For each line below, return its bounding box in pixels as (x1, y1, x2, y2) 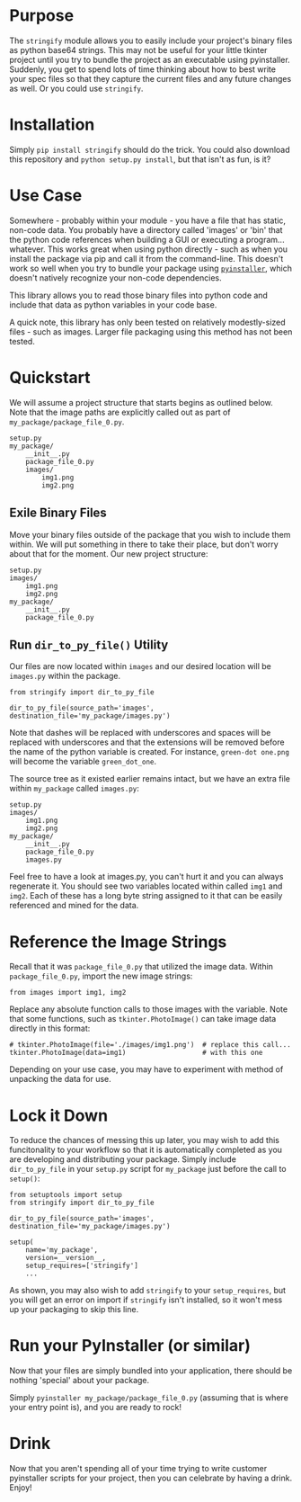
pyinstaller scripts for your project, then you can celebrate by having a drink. (9, 1472, 293, 1484)
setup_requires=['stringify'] (25, 1261, 139, 1271)
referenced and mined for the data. (9, 900, 139, 911)
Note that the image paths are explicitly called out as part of (9, 407, 231, 417)
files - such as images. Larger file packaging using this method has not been (9, 326, 293, 337)
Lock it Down (9, 1105, 109, 1125)
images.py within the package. (9, 671, 121, 682)
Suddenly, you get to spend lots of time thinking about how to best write (9, 64, 277, 75)
